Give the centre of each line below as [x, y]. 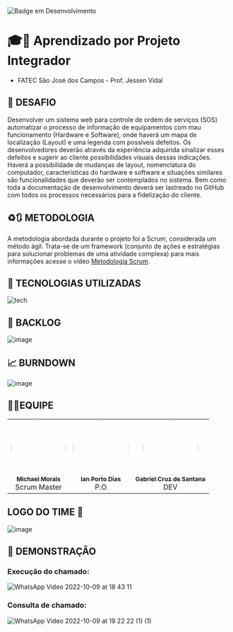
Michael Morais [39, 479]
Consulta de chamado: [47, 605]
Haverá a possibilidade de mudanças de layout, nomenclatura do [102, 165]
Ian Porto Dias [101, 479]
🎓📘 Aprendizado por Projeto [94, 41]
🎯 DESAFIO [32, 103]
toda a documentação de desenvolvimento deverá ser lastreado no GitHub [116, 187]
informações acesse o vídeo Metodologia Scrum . [79, 261]
